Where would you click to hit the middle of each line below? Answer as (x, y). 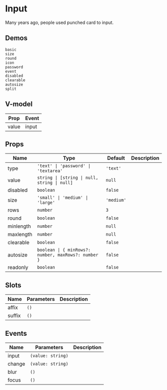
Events (16, 333)
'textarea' (50, 171)
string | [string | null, (68, 178)
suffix (14, 316)
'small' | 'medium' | (63, 198)
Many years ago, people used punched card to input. (59, 22)
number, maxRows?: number (68, 255)
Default (116, 158)
